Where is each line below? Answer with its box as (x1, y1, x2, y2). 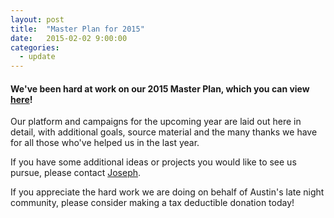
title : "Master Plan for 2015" (10, 24, 145, 34)
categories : (10, 42, 60, 53)
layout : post (10, 14, 65, 25)
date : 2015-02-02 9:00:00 (10, 33, 128, 43)
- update (19, 52, 56, 62)
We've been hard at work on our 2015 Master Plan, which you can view (10, 82, 310, 95)
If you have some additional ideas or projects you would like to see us (10, 156, 297, 168)
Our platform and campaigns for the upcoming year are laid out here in (10, 116, 302, 128)
